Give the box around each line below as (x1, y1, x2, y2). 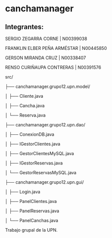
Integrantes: (5, 23, 44, 31)
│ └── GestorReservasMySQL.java (5, 170, 76, 175)
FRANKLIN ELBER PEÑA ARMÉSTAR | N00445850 (5, 45, 107, 51)
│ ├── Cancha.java (5, 103, 45, 109)
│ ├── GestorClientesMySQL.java (5, 151, 74, 156)
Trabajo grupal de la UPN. (5, 227, 58, 233)
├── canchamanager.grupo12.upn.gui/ (5, 179, 84, 185)
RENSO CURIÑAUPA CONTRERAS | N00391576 (5, 65, 101, 70)
